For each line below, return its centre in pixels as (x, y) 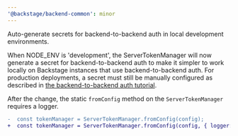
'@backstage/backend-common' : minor (61, 14)
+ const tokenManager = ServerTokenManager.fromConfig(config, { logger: (120, 125)
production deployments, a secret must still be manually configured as (110, 78)
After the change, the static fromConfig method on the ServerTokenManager (115, 99)
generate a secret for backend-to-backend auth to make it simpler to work (116, 62)
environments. (28, 41)
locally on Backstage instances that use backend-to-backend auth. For (111, 70)
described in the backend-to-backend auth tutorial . (82, 85)
